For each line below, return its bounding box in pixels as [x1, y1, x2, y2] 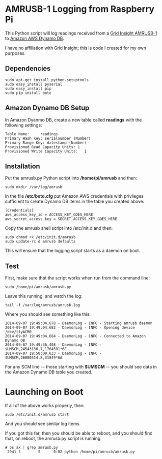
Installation [5, 162, 40, 170]
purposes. [5, 50, 26, 56]
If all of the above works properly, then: [5, 402, 85, 409]
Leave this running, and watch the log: [5, 293, 82, 299]
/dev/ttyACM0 [5, 330, 32, 335]
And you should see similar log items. [5, 421, 81, 427]
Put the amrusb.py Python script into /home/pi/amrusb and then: [5, 175, 137, 181]
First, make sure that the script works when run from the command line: [5, 275, 150, 281]
